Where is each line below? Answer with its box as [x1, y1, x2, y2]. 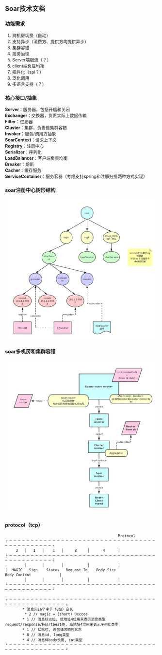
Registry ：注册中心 [5, 143, 44, 149]
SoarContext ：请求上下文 [5, 137, 57, 143]
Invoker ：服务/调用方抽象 [5, 131, 57, 136]
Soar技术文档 [5, 4, 45, 13]
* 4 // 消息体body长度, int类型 [22, 637, 83, 642]
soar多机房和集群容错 [5, 348, 56, 355]
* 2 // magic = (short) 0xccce [24, 612, 88, 617]
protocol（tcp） [5, 522, 44, 528]
